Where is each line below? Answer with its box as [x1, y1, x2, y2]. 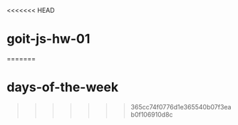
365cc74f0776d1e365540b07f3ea [130, 102, 232, 111]
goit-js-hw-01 [6, 31, 90, 47]
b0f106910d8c [130, 110, 173, 119]
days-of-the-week [6, 80, 119, 95]
